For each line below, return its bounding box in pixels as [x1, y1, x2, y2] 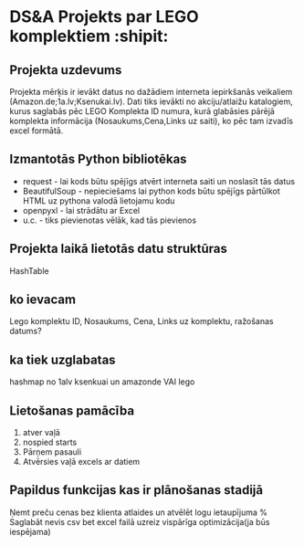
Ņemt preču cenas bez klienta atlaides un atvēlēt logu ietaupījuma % [9, 507, 267, 518]
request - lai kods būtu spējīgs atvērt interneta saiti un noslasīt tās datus [22, 175, 295, 186]
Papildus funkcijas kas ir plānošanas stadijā [9, 482, 263, 499]
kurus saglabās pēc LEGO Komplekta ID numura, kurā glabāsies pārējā [9, 106, 276, 116]
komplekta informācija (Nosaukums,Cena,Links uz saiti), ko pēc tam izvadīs [9, 116, 294, 126]
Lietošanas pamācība [9, 403, 135, 418]
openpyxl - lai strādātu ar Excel [22, 205, 140, 215]
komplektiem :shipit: [9, 26, 169, 47]
